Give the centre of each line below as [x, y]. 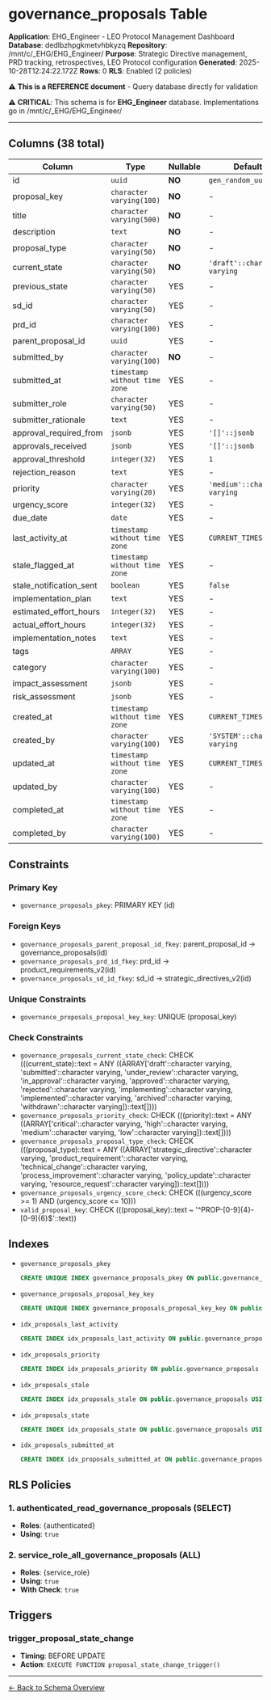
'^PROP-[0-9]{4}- [225, 1210]
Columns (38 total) [56, 143]
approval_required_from [58, 432]
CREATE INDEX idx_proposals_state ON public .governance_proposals [134, 1429]
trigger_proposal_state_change [71, 1638]
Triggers [30, 1615]
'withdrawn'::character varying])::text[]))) [88, 1107]
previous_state [40, 286]
